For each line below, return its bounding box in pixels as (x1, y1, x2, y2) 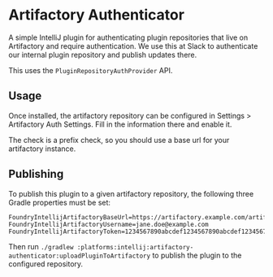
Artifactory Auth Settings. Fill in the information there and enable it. (8, 119, 232, 129)
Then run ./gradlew (8, 241, 74, 251)
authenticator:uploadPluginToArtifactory (8, 252, 151, 260)
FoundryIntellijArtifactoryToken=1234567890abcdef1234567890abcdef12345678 (8, 227, 271, 236)
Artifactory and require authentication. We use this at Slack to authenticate (8, 41, 258, 50)
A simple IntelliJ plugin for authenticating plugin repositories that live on (8, 32, 249, 42)
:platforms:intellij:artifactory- (76, 243, 194, 251)
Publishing (8, 167, 64, 181)
